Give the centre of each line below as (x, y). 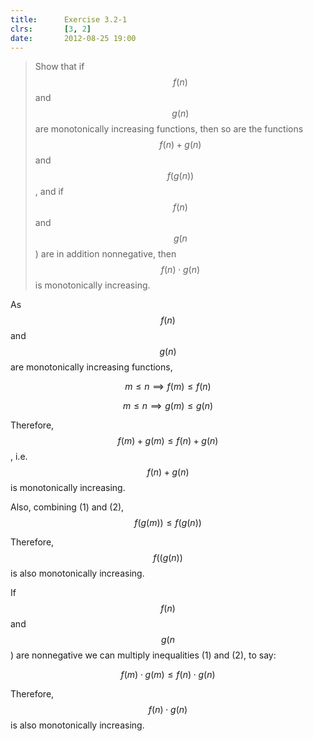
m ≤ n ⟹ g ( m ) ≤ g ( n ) (168, 406)
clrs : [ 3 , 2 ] (51, 29)
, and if (49, 192)
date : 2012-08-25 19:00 (73, 38)
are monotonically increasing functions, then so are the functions (169, 129)
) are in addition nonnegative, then (105, 254)
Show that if (59, 67)
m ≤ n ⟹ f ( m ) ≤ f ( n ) (168, 387)
